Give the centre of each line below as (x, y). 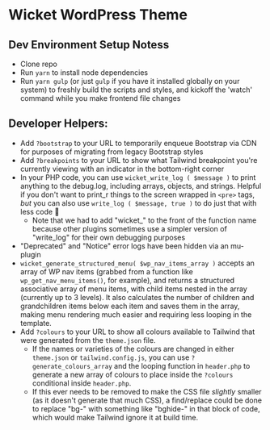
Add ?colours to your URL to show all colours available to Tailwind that (137, 332)
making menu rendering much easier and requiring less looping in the (136, 314)
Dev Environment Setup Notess (89, 45)
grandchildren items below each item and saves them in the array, (130, 306)
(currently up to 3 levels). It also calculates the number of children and (137, 297)
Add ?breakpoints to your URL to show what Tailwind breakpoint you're (139, 160)
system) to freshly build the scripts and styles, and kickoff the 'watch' (136, 90)
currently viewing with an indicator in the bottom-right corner (122, 169)
